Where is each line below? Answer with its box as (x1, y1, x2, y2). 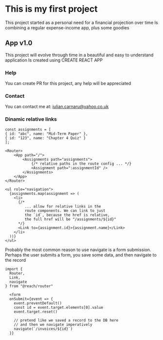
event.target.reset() (14, 309, 57, 314)
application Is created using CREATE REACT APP (5, 57, 103, 63)
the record (5, 257, 26, 263)
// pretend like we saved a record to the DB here (14, 318, 119, 323)
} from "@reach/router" (5, 283, 54, 289)
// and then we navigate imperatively (14, 322, 92, 327)
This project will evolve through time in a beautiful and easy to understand (5, 52, 154, 58)
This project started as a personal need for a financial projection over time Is (5, 20, 158, 25)
